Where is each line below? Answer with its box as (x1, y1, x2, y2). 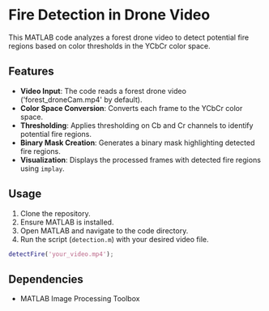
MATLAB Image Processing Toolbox (19, 294, 140, 304)
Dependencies (8, 272, 83, 286)
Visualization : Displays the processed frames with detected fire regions (19, 155, 262, 164)
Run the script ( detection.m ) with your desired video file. (19, 234, 209, 244)
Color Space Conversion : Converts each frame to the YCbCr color (19, 103, 243, 113)
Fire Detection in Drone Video (8, 6, 211, 24)
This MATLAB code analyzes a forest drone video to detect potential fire (8, 32, 250, 42)
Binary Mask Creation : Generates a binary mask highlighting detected (19, 138, 255, 147)
